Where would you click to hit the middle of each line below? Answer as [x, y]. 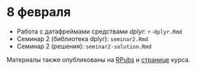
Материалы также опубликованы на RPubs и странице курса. [98, 59]
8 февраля [39, 12]
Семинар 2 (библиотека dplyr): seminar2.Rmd [82, 38]
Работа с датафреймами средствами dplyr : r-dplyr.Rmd [99, 31]
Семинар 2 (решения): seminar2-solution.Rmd [84, 46]
